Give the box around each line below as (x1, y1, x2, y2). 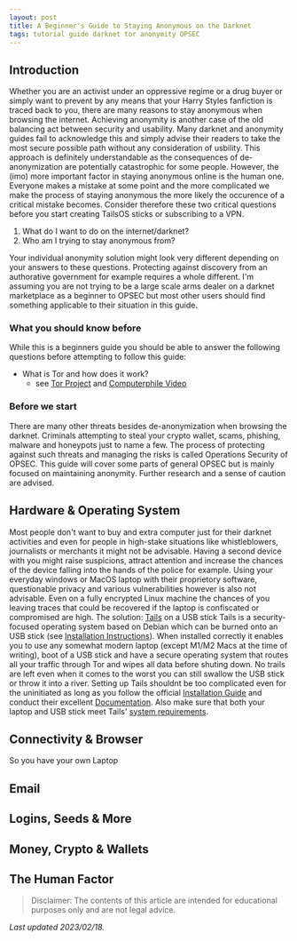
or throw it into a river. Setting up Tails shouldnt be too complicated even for (9, 677, 286, 689)
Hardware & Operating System (9, 503, 181, 518)
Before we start (9, 401, 77, 413)
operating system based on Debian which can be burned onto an (41, 621, 278, 632)
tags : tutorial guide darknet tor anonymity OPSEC (9, 29, 200, 38)
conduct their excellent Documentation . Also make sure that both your (9, 697, 266, 707)
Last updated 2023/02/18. (9, 921, 105, 933)
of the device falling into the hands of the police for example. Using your (9, 564, 273, 575)
